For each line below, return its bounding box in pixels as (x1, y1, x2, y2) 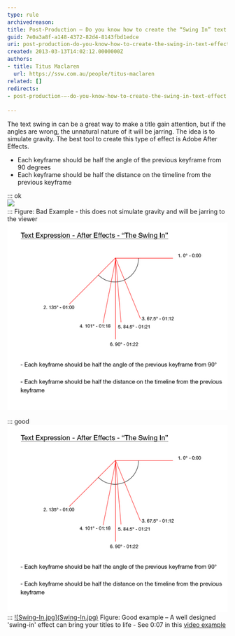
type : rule (7, 11, 39, 18)
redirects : (7, 85, 39, 92)
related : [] (7, 78, 42, 85)
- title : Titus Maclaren (7, 63, 80, 70)
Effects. (7, 142, 29, 150)
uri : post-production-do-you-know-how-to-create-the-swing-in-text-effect (7, 41, 230, 48)
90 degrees (17, 163, 51, 171)
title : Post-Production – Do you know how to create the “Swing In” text (7, 26, 227, 33)
